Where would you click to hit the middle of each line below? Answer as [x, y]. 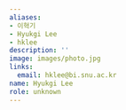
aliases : [25, 17]
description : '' [39, 51]
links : [21, 67]
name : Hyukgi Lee [41, 83]
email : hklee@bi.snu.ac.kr [67, 75]
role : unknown [35, 91]
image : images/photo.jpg [55, 59]
